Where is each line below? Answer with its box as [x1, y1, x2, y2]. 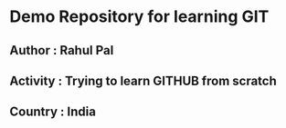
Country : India [9, 104, 96, 120]
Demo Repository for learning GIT [9, 6, 270, 27]
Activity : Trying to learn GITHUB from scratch [9, 73, 277, 88]
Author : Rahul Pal [9, 43, 114, 58]
